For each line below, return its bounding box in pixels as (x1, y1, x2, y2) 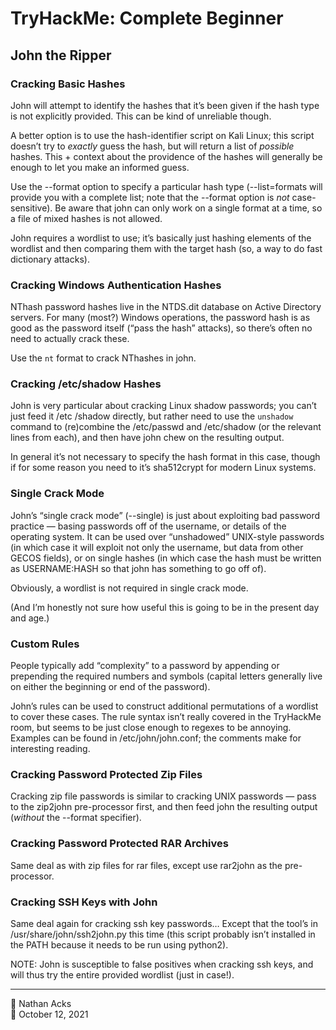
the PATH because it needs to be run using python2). (10, 938, 229, 951)
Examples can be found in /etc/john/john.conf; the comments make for (10, 732, 302, 744)
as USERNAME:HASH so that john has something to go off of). (10, 562, 267, 574)
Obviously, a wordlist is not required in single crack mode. (10, 582, 249, 594)
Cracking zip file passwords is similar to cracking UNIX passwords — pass (10, 790, 317, 802)
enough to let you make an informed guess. (10, 161, 190, 173)
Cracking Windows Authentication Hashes (10, 278, 222, 292)
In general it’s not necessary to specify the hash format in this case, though (10, 451, 321, 463)
